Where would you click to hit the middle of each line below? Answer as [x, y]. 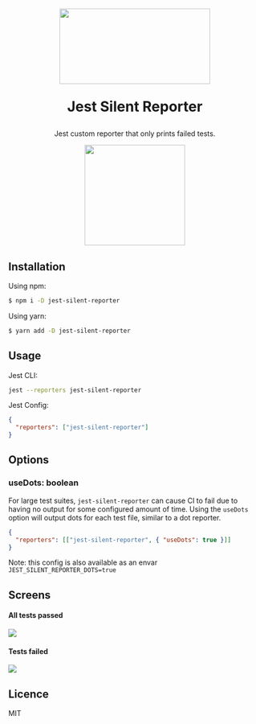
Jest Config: [29, 405]
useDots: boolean [43, 483]
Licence [29, 694]
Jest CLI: [23, 375]
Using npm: [27, 286]
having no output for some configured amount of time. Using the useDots [128, 509]
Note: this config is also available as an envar [83, 562]
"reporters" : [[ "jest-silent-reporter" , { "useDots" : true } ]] [124, 540]
